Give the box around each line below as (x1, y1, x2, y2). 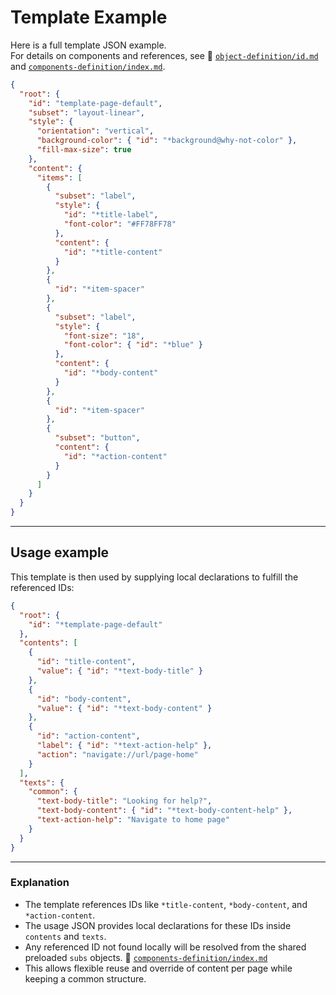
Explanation (10, 876, 70, 890)
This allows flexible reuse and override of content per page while (24, 962, 293, 974)
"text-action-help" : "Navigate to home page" (36, 815, 230, 825)
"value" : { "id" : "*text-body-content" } (36, 703, 213, 713)
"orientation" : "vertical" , (36, 126, 155, 136)
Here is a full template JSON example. (10, 39, 167, 51)
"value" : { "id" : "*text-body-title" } (36, 666, 203, 676)
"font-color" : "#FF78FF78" (63, 219, 177, 230)
